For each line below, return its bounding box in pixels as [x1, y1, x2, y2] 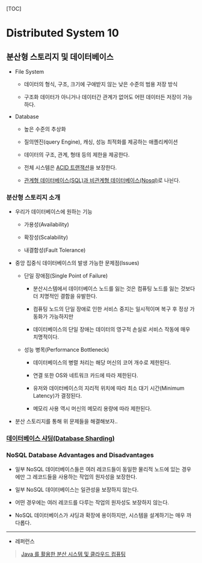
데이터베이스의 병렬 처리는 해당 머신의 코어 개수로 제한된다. [32, 359, 171, 366]
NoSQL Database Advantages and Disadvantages [6, 451, 155, 459]
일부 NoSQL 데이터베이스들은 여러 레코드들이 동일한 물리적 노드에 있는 [14, 465, 180, 472]
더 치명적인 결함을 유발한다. [32, 293, 97, 300]
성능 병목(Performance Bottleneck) [23, 346, 109, 354]
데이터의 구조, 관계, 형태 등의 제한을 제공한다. [23, 151, 130, 158]
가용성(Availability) [23, 221, 69, 228]
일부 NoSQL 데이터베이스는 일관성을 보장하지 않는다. [14, 486, 139, 493]
